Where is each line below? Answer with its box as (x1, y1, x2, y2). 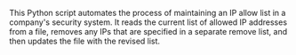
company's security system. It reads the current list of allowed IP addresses (9, 17, 287, 27)
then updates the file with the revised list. (9, 35, 161, 46)
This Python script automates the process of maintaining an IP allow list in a (9, 8, 286, 18)
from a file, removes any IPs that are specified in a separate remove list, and (9, 27, 288, 36)
